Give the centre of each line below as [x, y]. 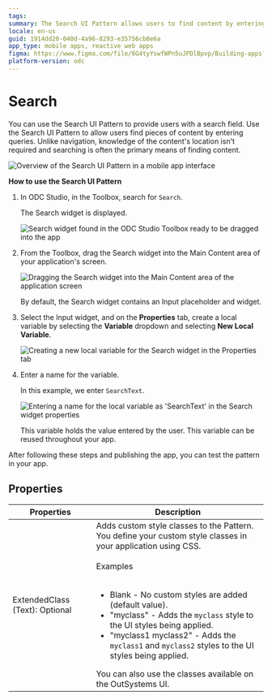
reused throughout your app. [68, 439]
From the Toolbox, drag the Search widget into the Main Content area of [140, 253]
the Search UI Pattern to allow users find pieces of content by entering [126, 132]
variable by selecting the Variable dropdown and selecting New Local [136, 326]
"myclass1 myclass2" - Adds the [173, 635]
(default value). [139, 604]
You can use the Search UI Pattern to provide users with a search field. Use [134, 123]
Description [178, 512]
